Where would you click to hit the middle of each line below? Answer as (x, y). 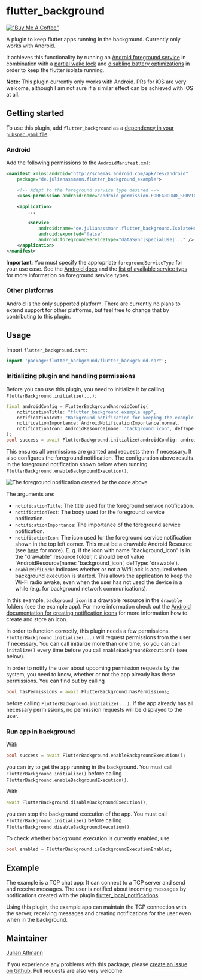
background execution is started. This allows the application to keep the (103, 576)
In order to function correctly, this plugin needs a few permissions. (88, 631)
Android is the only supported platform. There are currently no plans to (93, 304)
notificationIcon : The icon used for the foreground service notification (103, 537)
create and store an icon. (37, 619)
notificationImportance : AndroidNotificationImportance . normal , (99, 423)
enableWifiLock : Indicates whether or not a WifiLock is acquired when (101, 569)
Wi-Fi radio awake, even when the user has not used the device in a (98, 582)
